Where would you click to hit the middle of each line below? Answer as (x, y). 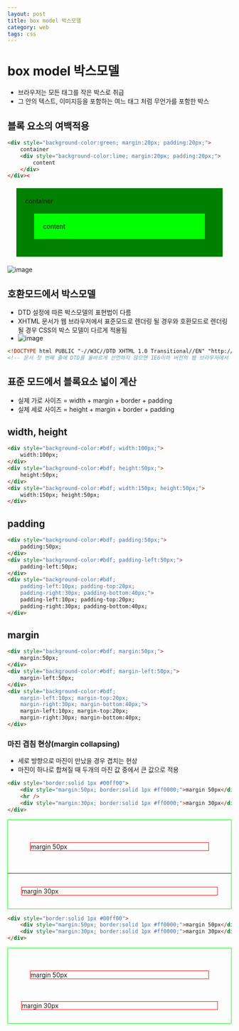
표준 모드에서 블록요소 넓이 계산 (72, 382)
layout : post (27, 14)
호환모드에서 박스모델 (52, 294)
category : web (28, 27)
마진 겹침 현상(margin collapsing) (64, 744)
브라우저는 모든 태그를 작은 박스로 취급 (71, 93)
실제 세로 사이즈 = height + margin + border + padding (96, 409)
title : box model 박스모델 (44, 21)
